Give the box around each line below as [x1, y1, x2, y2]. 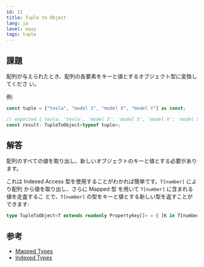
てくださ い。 [6, 80, 40, 87]
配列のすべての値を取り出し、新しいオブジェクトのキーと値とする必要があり [6, 157, 197, 164]
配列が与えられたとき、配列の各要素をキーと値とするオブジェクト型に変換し [6, 72, 197, 79]
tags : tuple [6, 32, 36, 38]
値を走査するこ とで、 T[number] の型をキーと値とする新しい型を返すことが [6, 193, 193, 200]
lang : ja [6, 20, 29, 26]
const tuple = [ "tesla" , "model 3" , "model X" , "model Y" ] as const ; [6, 105, 186, 111]
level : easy [6, 25, 36, 32]
